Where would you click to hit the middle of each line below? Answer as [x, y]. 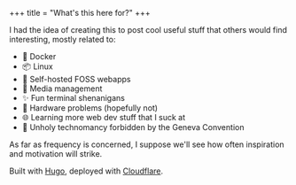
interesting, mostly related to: [62, 39]
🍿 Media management [62, 89]
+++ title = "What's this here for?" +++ [80, 13]
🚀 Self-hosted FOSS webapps [76, 79]
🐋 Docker [39, 56]
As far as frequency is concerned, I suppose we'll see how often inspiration [147, 144]
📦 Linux [37, 66]
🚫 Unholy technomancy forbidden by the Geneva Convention [133, 127]
